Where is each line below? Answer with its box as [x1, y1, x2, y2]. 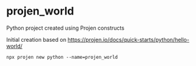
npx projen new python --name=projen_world [6, 54, 118, 60]
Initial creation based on [6, 36, 67, 43]
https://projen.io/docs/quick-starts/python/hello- [67, 36, 190, 43]
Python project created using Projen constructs [6, 24, 124, 31]
